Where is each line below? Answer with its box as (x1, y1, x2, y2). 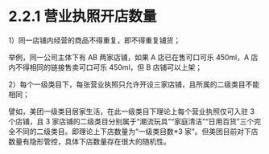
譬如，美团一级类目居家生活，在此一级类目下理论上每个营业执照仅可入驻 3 (8, 106, 255, 116)
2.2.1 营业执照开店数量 (8, 7, 157, 26)
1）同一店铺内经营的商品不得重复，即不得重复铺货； (8, 35, 181, 45)
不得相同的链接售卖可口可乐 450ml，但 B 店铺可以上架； (14, 62, 203, 72)
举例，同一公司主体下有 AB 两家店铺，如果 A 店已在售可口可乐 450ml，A (8, 52, 250, 62)
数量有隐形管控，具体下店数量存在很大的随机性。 (8, 136, 171, 146)
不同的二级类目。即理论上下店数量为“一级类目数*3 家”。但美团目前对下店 (14, 126, 259, 136)
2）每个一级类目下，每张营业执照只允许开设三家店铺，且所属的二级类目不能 (8, 79, 260, 89)
